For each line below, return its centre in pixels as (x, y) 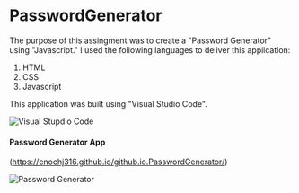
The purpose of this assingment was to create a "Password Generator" (141, 40)
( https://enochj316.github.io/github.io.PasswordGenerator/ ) (119, 162)
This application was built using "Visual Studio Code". (109, 103)
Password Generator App (57, 142)
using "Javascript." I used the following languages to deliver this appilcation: (150, 49)
